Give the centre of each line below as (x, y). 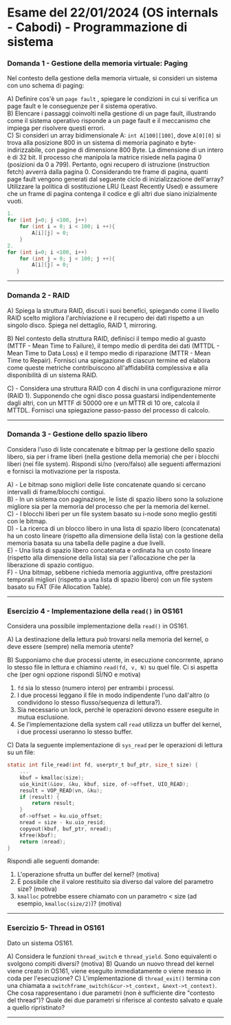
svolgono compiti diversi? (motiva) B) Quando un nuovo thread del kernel (111, 963)
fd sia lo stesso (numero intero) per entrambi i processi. (96, 688)
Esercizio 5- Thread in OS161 (56, 928)
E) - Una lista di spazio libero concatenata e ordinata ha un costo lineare (109, 550)
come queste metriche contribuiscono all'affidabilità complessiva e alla (108, 367)
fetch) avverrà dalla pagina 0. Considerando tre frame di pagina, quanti (108, 172)
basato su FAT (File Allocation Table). (59, 586)
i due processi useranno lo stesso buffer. (75, 732)
